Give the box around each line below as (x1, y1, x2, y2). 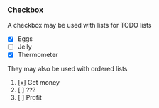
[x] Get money (17, 78, 60, 87)
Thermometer (17, 51, 58, 59)
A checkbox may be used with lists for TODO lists (7, 21, 152, 30)
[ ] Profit (17, 93, 43, 102)
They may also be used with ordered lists (7, 65, 128, 73)
